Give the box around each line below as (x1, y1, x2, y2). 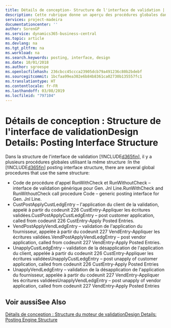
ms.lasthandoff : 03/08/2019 (5, 88, 65, 93)
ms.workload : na (5, 50, 40, 55)
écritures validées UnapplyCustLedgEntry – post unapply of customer (12, 256, 158, 262)
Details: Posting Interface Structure (5, 136, 159, 148)
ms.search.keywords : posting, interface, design (5, 55, 110, 60)
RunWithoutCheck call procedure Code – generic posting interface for (12, 191, 159, 197)
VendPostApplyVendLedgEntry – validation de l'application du (12, 223, 142, 229)
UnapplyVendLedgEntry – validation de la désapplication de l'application (12, 267, 164, 273)
